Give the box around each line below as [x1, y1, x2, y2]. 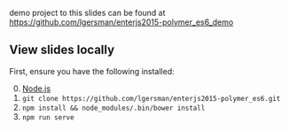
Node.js [21, 83, 51, 94]
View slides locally [9, 42, 115, 58]
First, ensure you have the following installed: [9, 65, 175, 76]
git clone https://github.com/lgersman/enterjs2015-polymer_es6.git [21, 94, 281, 103]
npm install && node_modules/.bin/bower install [21, 104, 206, 112]
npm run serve [21, 112, 74, 122]
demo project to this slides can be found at [9, 8, 166, 18]
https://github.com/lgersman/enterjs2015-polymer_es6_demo [9, 17, 234, 27]
